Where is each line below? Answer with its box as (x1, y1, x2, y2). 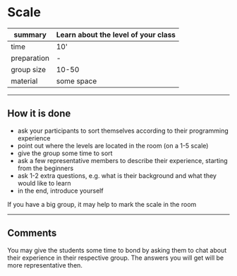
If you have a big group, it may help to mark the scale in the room (7, 200, 197, 208)
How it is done (7, 107, 71, 120)
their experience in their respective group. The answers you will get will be (7, 253, 224, 262)
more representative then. (7, 260, 83, 269)
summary (13, 30, 47, 40)
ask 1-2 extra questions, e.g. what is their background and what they (17, 171, 217, 180)
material (11, 76, 38, 85)
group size (11, 64, 46, 74)
